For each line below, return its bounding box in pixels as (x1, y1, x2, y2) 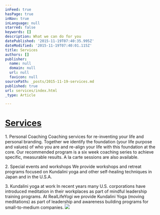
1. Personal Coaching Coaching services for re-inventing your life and (5, 134, 144, 139)
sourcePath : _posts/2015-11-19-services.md (5, 79, 95, 84)
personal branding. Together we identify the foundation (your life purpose (5, 139, 152, 145)
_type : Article (5, 92, 36, 97)
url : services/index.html (5, 88, 57, 93)
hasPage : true (5, 12, 34, 16)
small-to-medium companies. (5, 204, 64, 211)
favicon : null (9, 75, 38, 79)
